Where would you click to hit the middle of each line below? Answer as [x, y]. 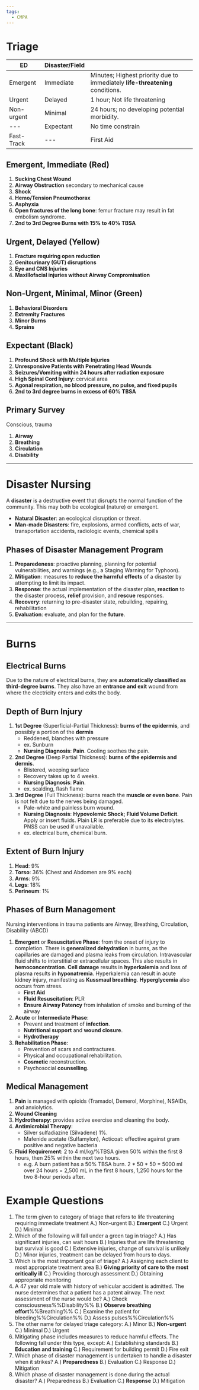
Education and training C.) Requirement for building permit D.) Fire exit [102, 1349]
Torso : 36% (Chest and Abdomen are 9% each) [73, 872]
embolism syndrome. [40, 217]
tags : [13, 12]
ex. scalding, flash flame [53, 789]
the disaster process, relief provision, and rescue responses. [89, 596]
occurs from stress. [38, 986]
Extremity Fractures [40, 314]
